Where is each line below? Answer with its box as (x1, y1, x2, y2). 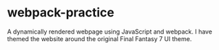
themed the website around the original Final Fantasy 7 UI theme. (7, 34, 192, 42)
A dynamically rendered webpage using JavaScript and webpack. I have (7, 27, 212, 36)
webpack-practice (7, 5, 115, 21)
